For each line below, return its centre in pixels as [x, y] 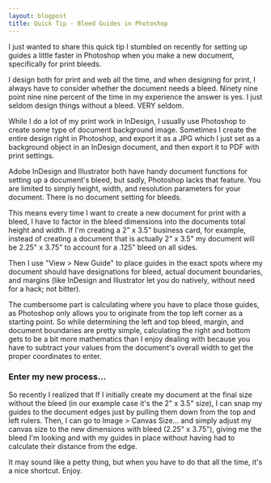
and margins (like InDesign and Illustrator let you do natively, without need [132, 280]
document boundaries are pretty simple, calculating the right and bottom [129, 330]
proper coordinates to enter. [55, 356]
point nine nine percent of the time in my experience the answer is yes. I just [135, 96]
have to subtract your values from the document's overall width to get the [131, 347]
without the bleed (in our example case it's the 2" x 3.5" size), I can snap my [135, 403]
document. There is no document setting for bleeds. [95, 197]
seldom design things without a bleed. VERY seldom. [96, 105]
